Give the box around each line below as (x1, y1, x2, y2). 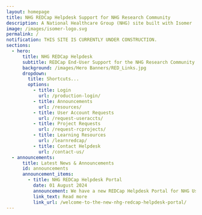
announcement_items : (22, 171, 74, 178)
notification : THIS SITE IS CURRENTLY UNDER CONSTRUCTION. (6, 37, 158, 43)
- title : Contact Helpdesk (32, 143, 101, 149)
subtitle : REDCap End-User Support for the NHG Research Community (22, 59, 195, 65)
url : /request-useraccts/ (38, 115, 103, 121)
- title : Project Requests (32, 121, 101, 127)
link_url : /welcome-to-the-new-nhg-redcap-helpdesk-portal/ (32, 199, 187, 205)
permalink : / (6, 31, 39, 37)
